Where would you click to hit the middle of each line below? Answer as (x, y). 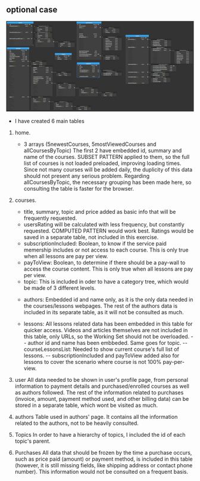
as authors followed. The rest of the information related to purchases (99, 392)
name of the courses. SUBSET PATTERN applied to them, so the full (107, 157)
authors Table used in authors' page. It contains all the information (96, 416)
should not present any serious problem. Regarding (87, 176)
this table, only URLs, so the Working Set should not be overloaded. (107, 336)
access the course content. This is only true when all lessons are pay (108, 269)
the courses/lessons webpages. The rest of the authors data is (101, 306)
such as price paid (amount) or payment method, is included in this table (104, 459)
